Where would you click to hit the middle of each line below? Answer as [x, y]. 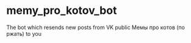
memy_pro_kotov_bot [62, 11]
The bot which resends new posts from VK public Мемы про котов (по [95, 27]
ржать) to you [24, 33]
